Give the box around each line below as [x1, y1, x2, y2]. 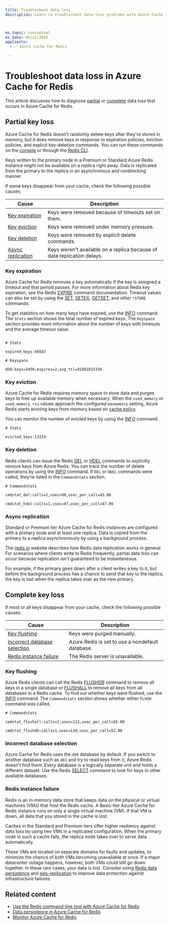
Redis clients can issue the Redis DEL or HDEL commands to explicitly [5, 457, 150, 464]
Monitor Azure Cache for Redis [12, 914, 77, 920]
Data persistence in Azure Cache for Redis [12, 909, 101, 915]
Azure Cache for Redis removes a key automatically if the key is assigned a [5, 279, 161, 285]
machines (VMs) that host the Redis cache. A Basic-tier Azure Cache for [5, 802, 155, 808]
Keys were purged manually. [68, 630, 136, 637]
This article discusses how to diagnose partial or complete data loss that [5, 97, 155, 104]
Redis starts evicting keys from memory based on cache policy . [5, 406, 137, 412]
